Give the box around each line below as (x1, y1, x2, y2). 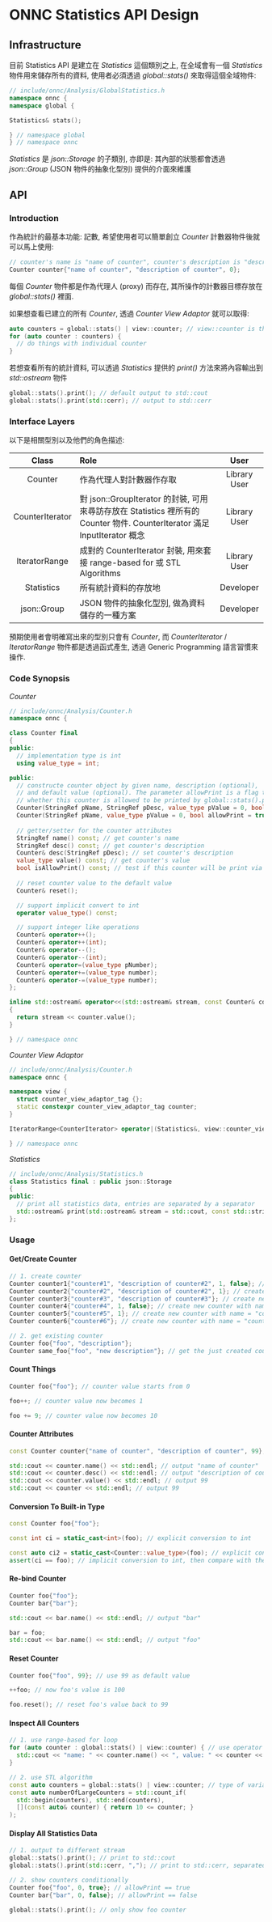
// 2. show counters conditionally (9, 1876, 129, 1884)
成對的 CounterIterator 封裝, (79, 545, 185, 556)
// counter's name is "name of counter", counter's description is (9, 257, 241, 266)
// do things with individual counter (16, 340, 148, 348)
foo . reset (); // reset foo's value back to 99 (9, 1701, 169, 1709)
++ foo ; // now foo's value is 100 (9, 1686, 126, 1695)
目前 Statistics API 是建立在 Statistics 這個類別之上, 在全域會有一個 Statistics (9, 61, 263, 70)
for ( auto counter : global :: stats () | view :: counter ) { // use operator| (9, 1744, 266, 1752)
